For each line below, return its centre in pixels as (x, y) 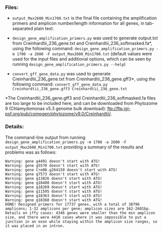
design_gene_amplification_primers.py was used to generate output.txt (85, 38)
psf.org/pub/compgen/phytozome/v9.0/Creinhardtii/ (58, 114)
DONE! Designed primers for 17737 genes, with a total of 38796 (72, 204)
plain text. (44, 29)
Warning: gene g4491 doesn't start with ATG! (52, 161)
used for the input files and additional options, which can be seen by (82, 59)
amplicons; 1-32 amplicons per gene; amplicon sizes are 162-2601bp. (78, 208)
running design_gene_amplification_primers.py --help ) (69, 64)
